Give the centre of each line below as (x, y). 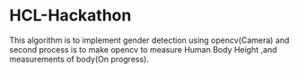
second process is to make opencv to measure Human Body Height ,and (143, 49)
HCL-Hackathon (70, 16)
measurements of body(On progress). (79, 59)
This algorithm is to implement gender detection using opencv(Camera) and (149, 40)
